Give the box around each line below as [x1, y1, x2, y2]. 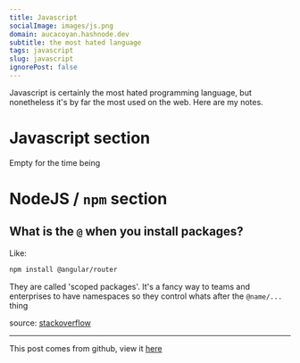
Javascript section [9, 128, 150, 148]
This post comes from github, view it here [9, 342, 162, 353]
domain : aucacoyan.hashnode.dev [9, 29, 129, 38]
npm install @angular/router [9, 265, 118, 274]
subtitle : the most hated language [9, 37, 142, 47]
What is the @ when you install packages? [9, 224, 244, 239]
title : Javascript [9, 12, 78, 22]
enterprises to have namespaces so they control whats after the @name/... [9, 291, 283, 301]
